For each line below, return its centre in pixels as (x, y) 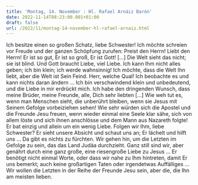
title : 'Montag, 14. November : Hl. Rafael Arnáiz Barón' (79, 12)
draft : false (22, 22)
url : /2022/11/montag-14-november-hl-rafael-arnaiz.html (78, 28)
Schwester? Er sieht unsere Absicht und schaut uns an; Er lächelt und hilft (96, 133)
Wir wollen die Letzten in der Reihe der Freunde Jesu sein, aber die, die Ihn (98, 171)
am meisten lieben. (29, 177)
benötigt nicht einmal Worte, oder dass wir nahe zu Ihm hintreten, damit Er (97, 158)
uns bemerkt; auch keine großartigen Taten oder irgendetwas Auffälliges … (98, 164)
